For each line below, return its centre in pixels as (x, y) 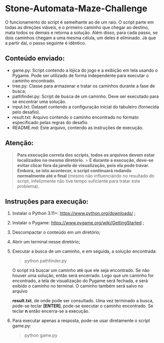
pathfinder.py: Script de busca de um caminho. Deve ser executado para (85, 96)
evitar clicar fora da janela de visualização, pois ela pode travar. (83, 165)
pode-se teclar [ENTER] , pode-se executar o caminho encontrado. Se (82, 306)
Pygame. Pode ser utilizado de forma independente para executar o (81, 75)
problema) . (28, 186)
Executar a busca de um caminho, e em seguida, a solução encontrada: (84, 251)
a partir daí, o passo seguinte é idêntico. (46, 43)
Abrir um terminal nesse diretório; (46, 242)
